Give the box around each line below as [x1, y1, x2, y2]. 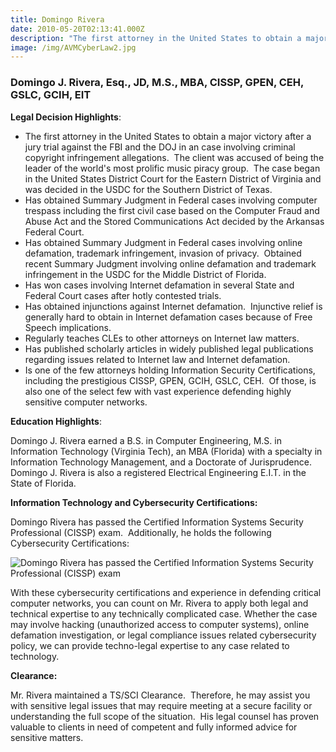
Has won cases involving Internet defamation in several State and [24, 279, 295, 291]
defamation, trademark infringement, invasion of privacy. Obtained [24, 247, 302, 259]
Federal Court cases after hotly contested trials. [24, 289, 222, 301]
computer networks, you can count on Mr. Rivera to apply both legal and [10, 597, 309, 609]
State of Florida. [10, 477, 77, 489]
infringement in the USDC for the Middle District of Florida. [24, 268, 267, 280]
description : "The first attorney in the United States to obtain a [10, 33, 302, 43]
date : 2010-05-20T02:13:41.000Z [10, 24, 145, 34]
